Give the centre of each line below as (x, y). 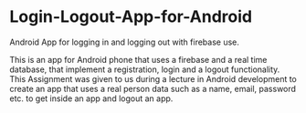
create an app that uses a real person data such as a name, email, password (153, 88)
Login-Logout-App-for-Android (131, 17)
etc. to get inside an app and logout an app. (91, 98)
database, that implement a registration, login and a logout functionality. (145, 69)
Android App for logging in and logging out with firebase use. (125, 42)
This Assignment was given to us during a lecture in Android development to (153, 78)
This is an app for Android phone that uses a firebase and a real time (138, 59)
